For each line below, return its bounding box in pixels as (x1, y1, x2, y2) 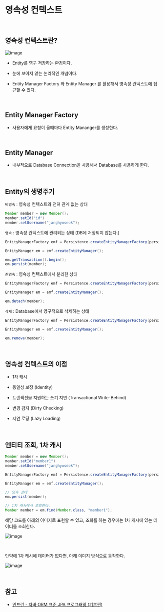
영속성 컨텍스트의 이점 (5, 360, 67, 368)
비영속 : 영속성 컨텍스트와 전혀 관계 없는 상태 (5, 202, 88, 207)
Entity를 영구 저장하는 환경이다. (12, 60, 72, 66)
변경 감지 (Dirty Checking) (12, 405, 64, 411)
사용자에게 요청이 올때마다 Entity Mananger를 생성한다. (12, 125, 119, 130)
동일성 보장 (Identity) (12, 384, 53, 390)
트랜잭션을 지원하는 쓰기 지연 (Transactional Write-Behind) (12, 395, 126, 401)
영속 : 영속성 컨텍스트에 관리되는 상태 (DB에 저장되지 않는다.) (5, 229, 120, 235)
